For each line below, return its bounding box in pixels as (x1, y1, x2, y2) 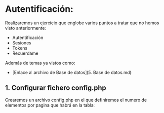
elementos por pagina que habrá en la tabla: (5, 102, 95, 108)
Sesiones (12, 39, 31, 45)
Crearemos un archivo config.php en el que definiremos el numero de (5, 97, 147, 103)
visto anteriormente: (5, 25, 46, 31)
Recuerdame (12, 50, 39, 56)
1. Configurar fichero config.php (5, 84, 106, 92)
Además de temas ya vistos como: (5, 60, 76, 66)
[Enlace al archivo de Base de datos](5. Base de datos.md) (12, 69, 132, 75)
